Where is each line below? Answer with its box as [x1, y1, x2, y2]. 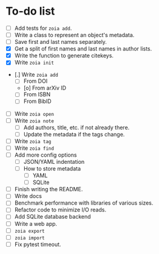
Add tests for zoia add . [14, 24, 72, 32]
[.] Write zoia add [14, 71, 58, 79]
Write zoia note [14, 117, 54, 124]
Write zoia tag [14, 137, 52, 144]
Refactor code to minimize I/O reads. [14, 206, 107, 214]
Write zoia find [14, 144, 54, 152]
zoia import [14, 235, 45, 241]
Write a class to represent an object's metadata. [14, 32, 135, 38]
